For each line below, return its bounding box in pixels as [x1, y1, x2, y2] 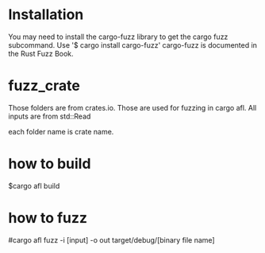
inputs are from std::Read [8, 111, 91, 121]
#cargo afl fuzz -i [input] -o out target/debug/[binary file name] [8, 235, 216, 244]
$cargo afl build [8, 181, 60, 190]
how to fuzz [8, 209, 88, 227]
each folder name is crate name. [8, 127, 114, 136]
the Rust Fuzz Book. [8, 49, 74, 58]
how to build [8, 155, 91, 173]
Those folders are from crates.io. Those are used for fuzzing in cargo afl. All [8, 103, 257, 112]
